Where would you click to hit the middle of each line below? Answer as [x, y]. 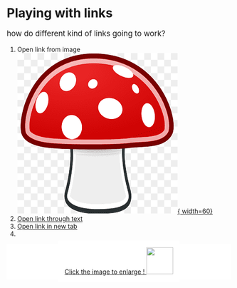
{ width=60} [195, 211]
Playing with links [60, 13]
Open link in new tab [47, 226]
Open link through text [50, 218]
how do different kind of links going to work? [86, 34]
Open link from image [49, 49]
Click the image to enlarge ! [105, 272]
